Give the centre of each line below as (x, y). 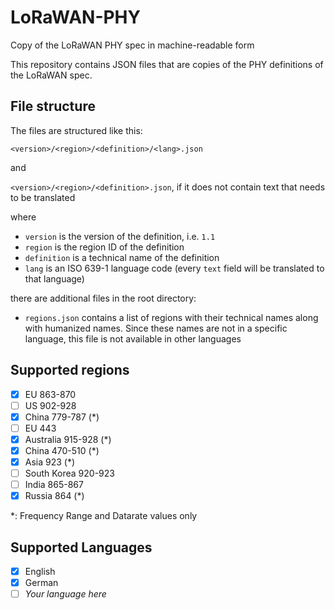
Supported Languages (81, 547)
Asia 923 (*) (50, 462)
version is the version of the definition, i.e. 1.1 (120, 236)
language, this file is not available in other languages (133, 338)
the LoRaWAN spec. (51, 75)
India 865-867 (54, 485)
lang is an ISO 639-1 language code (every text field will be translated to (174, 268)
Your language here (65, 594)
